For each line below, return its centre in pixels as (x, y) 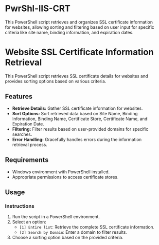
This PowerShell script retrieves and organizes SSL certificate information (79, 22)
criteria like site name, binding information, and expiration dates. (69, 32)
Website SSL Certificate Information (79, 52)
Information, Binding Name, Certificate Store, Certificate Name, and (80, 119)
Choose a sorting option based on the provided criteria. (68, 238)
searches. (22, 134)
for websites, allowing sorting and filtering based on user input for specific (80, 27)
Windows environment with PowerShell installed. (61, 172)
